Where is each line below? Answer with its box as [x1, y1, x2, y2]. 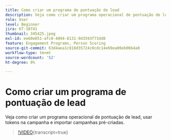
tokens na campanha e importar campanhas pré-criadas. [5, 120, 125, 126]
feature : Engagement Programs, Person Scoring [5, 41, 106, 46]
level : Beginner [5, 21, 40, 27]
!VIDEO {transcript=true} [17, 129, 69, 135]
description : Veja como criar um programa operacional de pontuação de [5, 12, 160, 17]
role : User [5, 17, 28, 22]
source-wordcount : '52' [5, 55, 56, 60]
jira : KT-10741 [5, 27, 38, 32]
